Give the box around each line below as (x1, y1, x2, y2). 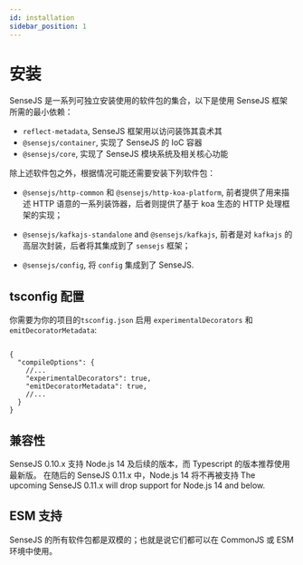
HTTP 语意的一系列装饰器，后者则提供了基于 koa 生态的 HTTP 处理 (33, 199, 283, 209)
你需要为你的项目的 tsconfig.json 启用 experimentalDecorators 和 (9, 315, 253, 326)
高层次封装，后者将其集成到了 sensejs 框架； (22, 240, 191, 251)
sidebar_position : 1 (9, 22, 88, 31)
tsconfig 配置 (9, 288, 85, 304)
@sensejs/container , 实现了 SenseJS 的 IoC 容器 (22, 137, 203, 148)
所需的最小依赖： (9, 106, 73, 118)
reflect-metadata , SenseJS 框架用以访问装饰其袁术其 (22, 126, 223, 137)
